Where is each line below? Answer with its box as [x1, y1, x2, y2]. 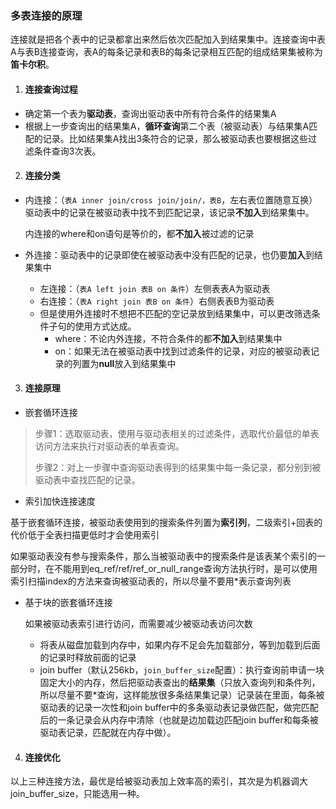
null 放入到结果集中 [98, 357, 177, 369]
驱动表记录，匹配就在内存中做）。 [39, 726, 177, 738]
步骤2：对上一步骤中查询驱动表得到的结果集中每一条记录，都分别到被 [34, 461, 322, 473]
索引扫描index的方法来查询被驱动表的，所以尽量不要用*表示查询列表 [10, 575, 292, 587]
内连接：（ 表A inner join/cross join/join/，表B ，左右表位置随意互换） [24, 193, 318, 206]
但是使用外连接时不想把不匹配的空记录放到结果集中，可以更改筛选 [39, 307, 312, 319]
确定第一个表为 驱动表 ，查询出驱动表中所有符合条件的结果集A [24, 107, 277, 119]
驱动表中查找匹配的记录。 [34, 473, 141, 486]
